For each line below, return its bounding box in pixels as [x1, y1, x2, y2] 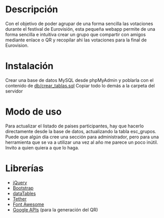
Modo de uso [5, 106, 62, 118]
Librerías [5, 163, 44, 174]
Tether [12, 195, 27, 202]
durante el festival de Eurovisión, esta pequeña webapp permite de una [5, 26, 156, 32]
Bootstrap [12, 185, 34, 191]
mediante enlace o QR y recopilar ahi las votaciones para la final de [5, 37, 147, 43]
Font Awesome [12, 201, 44, 207]
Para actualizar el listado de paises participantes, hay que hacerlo [5, 123, 144, 129]
